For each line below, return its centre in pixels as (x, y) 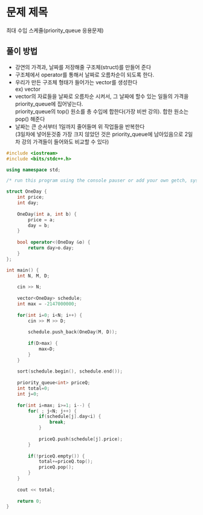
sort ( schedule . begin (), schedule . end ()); (70, 371)
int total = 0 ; (34, 388)
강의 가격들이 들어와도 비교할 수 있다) (65, 141)
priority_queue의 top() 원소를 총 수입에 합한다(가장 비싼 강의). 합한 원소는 (102, 111)
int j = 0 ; (28, 394)
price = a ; (42, 220)
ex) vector (28, 89)
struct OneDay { (27, 191)
